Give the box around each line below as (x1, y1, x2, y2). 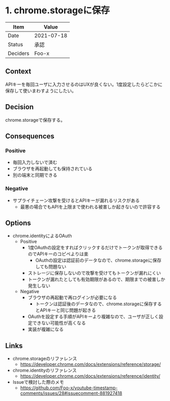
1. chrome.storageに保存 (5, 5, 110, 16)
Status (8, 41, 23, 48)
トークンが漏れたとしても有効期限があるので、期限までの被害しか (27, 276, 165, 282)
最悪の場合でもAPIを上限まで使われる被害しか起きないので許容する (20, 204, 161, 210)
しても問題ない (35, 264, 67, 270)
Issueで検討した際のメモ (12, 379, 64, 385)
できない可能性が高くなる (32, 320, 86, 326)
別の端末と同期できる (12, 172, 57, 178)
